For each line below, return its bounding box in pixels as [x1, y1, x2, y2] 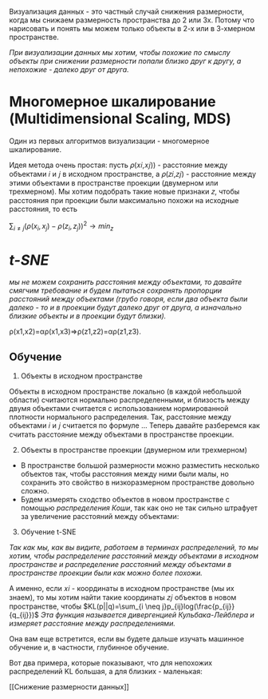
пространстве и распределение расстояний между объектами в [9, 560, 232, 569]
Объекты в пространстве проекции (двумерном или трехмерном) [20, 445, 248, 455]
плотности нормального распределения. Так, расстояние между [9, 412, 232, 422]
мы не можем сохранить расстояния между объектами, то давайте [9, 278, 242, 287]
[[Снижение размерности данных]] [9, 682, 130, 692]
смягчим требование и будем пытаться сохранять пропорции [9, 286, 223, 295]
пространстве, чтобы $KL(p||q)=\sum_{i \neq [9, 601, 160, 611]
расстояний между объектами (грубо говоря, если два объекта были [9, 294, 248, 304]
